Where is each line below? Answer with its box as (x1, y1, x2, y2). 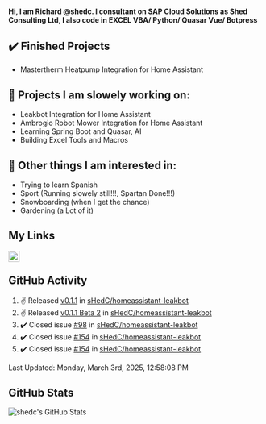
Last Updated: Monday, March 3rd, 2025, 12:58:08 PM (8, 363, 189, 372)
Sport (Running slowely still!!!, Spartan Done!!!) (19, 189, 176, 198)
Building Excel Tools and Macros (19, 135, 129, 145)
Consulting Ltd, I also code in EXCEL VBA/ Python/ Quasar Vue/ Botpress (8, 15, 258, 24)
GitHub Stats (8, 386, 74, 400)
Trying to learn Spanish (19, 180, 98, 189)
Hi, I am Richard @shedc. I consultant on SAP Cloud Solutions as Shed (8, 6, 248, 16)
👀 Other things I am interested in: (8, 158, 177, 173)
